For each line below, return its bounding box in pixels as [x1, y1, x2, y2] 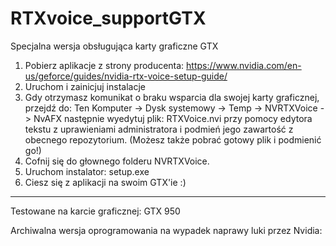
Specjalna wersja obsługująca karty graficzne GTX [10, 40, 219, 52]
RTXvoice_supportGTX [10, 7, 207, 30]
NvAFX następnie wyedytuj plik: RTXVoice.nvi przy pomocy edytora [33, 112, 313, 124]
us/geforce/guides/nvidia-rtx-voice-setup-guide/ [24, 70, 228, 82]
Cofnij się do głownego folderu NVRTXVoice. [24, 155, 210, 167]
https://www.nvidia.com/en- [186, 59, 302, 71]
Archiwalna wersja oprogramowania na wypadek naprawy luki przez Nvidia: [10, 224, 323, 236]
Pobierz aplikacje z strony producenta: [24, 59, 185, 71]
